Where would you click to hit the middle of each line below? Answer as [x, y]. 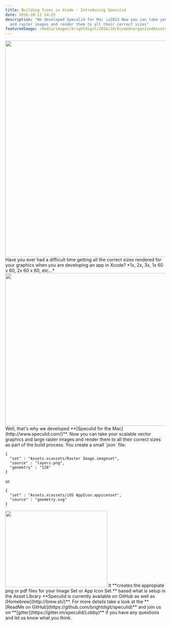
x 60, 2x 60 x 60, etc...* [30, 271]
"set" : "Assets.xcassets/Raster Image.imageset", [65, 459]
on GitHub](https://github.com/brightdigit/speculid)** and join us [93, 607]
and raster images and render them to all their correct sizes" [79, 24]
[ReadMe [15, 607]
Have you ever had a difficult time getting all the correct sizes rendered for [83, 260]
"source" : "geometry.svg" [38, 500]
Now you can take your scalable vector [110, 434]
